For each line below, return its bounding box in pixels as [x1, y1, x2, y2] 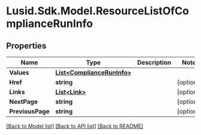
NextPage [9, 97, 38, 106]
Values [9, 69, 30, 76]
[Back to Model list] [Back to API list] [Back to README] [6, 122, 144, 130]
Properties [6, 41, 47, 51]
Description [137, 59, 172, 66]
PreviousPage [9, 108, 50, 115]
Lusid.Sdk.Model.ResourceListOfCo [6, 4, 190, 18]
